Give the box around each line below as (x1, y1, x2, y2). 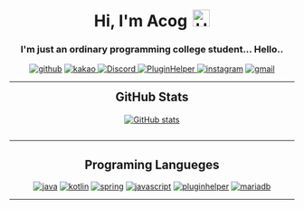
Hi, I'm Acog (93, 11, 188, 32)
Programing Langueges (84, 157, 220, 172)
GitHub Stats (115, 90, 189, 105)
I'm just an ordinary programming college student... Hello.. (20, 43, 284, 56)
